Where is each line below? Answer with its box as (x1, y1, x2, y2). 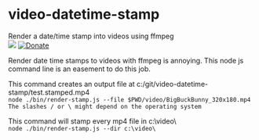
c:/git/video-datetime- (136, 79, 209, 88)
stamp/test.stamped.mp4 (8, 88, 90, 97)
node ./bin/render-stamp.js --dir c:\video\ (8, 124, 156, 132)
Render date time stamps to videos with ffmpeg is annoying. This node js (8, 56, 244, 65)
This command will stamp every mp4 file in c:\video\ (8, 116, 177, 126)
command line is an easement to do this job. (8, 64, 151, 74)
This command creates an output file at (8, 79, 135, 88)
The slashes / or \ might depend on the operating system (8, 102, 202, 110)
